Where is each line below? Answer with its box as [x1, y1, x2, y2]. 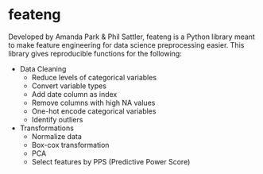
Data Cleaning [19, 64, 67, 73]
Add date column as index [31, 89, 118, 99]
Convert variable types [31, 81, 107, 91]
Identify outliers [31, 114, 83, 124]
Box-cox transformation [31, 140, 110, 149]
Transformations [19, 123, 74, 133]
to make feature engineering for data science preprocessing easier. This [8, 40, 245, 49]
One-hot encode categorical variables [31, 106, 157, 116]
